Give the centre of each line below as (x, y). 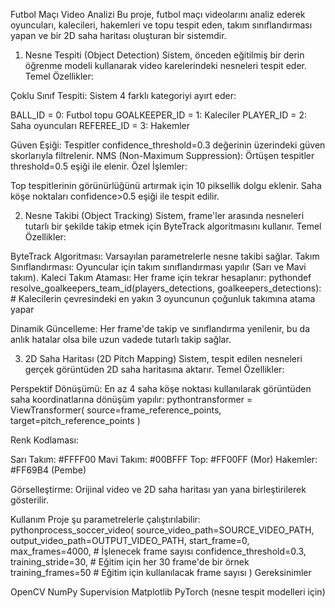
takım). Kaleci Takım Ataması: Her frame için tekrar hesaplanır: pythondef (161, 277)
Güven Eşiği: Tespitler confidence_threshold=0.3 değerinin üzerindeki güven (168, 145)
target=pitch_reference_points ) (75, 420)
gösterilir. (29, 500)
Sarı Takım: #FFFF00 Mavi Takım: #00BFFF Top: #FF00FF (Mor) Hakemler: (164, 459)
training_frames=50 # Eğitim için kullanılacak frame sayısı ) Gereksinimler (161, 572)
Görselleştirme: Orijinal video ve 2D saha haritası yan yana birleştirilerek (158, 489)
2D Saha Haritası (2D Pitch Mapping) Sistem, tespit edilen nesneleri (163, 358)
